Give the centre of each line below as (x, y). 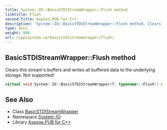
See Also (19, 99)
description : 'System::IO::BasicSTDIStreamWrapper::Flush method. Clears (83, 24)
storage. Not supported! (30, 75)
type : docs (16, 28)
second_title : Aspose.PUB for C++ (41, 19)
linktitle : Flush (23, 14)
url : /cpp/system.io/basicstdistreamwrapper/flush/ (60, 38)
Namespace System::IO (37, 117)
